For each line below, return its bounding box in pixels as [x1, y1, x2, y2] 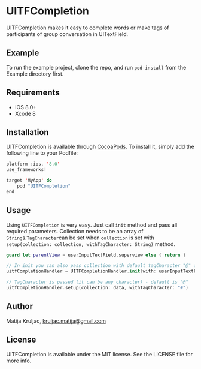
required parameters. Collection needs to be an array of [6, 227, 144, 235]
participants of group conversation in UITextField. [6, 30, 129, 37]
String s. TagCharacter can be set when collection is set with [6, 234, 154, 241]
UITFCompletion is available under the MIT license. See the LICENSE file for [6, 350, 193, 358]
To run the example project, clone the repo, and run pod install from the [6, 64, 187, 71]
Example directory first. [6, 70, 64, 77]
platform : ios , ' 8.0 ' [6, 161, 60, 167]
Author [6, 301, 33, 311]
